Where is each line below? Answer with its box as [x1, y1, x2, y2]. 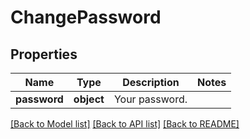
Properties [10, 46, 78, 63]
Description [122, 76, 180, 89]
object [73, 92, 105, 106]
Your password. [113, 92, 188, 106]
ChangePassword [10, 6, 162, 29]
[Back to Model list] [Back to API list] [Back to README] [10, 118, 240, 130]
